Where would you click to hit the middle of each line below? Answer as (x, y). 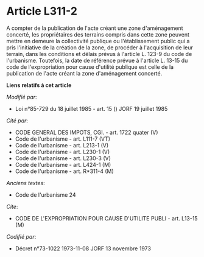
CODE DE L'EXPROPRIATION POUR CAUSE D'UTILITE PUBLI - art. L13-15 (106, 218)
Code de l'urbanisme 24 (45, 195)
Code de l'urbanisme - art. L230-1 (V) (62, 152)
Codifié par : (21, 236)
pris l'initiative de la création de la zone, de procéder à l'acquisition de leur (100, 48)
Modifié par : (22, 97)
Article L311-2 (42, 11)
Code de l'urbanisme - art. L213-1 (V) (62, 145)
